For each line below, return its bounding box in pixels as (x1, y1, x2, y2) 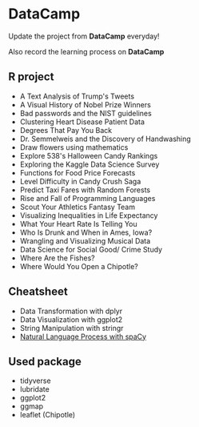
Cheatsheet (8, 285, 68, 299)
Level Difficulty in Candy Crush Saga (19, 176, 141, 186)
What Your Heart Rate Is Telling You (19, 219, 137, 228)
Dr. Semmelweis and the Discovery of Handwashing (19, 134, 192, 143)
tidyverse (19, 376, 51, 385)
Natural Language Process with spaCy (19, 332, 146, 341)
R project (8, 70, 54, 84)
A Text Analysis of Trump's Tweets (19, 91, 134, 101)
